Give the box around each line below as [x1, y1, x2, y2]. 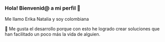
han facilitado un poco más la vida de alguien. [5, 31, 101, 37]
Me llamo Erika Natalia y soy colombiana [5, 16, 89, 22]
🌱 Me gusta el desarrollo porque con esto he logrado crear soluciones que [5, 26, 160, 32]
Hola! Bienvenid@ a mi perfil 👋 [5, 5, 80, 12]
